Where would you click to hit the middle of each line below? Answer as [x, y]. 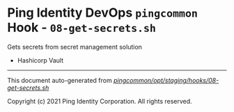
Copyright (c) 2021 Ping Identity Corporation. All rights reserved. [100, 101]
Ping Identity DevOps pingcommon [103, 13]
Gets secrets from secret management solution [75, 47]
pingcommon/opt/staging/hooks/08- [166, 80]
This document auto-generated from [60, 80]
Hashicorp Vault [40, 60]
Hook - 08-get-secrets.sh [82, 27]
